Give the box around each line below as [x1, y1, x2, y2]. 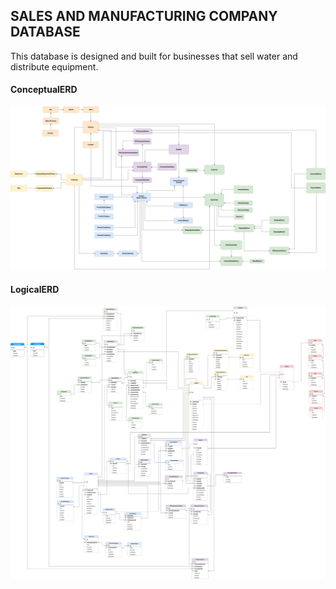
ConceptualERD [10, 84, 78, 96]
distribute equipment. [10, 60, 99, 73]
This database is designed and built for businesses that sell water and [10, 50, 298, 62]
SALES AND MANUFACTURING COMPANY [10, 8, 278, 25]
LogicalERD [10, 284, 60, 296]
